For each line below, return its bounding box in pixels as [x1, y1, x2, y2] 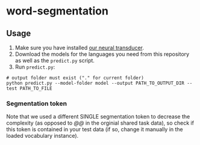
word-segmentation [6, 4, 108, 18]
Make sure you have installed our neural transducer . [14, 44, 145, 51]
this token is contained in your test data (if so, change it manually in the [6, 126, 184, 133]
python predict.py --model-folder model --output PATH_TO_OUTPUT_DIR [6, 80, 185, 86]
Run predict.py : [14, 63, 55, 70]
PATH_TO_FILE [19, 85, 52, 91]
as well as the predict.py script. [14, 57, 95, 64]
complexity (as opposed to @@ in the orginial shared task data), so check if [6, 119, 195, 127]
